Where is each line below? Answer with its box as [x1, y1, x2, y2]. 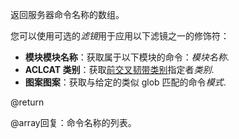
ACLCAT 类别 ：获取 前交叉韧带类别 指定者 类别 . [24, 64, 215, 75]
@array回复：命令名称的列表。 [10, 117, 137, 128]
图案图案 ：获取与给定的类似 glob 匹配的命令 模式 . [24, 76, 227, 88]
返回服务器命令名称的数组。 [10, 9, 125, 20]
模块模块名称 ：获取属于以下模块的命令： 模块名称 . [24, 51, 230, 63]
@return [10, 96, 45, 108]
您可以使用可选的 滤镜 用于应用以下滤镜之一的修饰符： [10, 30, 230, 42]
